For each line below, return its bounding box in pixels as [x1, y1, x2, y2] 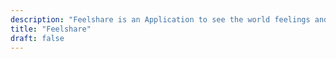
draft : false [10, 33, 65, 43]
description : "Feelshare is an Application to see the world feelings [10, 14, 311, 25]
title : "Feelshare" [10, 24, 92, 34]
